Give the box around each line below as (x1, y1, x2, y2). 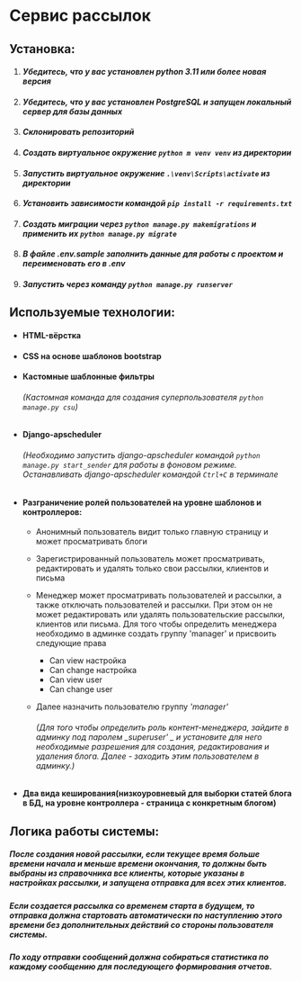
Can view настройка (49, 655, 127, 666)
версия (22, 76, 51, 86)
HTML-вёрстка (22, 329, 82, 340)
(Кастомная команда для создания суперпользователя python (22, 391, 264, 402)
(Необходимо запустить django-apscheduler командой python (22, 449, 261, 460)
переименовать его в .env (22, 258, 126, 269)
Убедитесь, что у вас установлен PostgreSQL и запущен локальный (22, 96, 292, 107)
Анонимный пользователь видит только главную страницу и (35, 526, 269, 537)
